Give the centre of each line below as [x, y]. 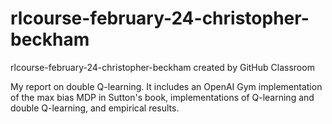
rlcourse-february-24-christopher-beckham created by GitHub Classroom [162, 67]
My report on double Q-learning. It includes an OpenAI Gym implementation [166, 86]
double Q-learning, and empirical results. [95, 108]
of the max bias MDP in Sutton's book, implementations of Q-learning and [162, 97]
